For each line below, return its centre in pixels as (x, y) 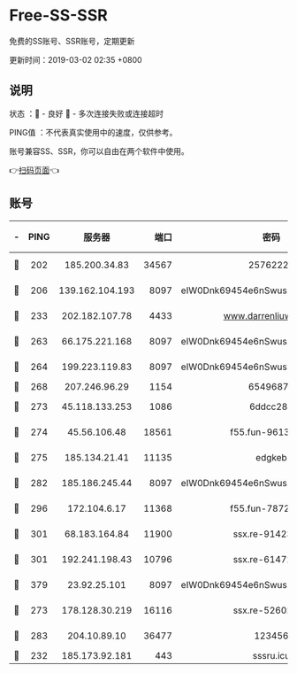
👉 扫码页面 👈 (34, 170)
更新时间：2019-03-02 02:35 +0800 (76, 59)
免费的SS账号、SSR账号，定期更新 (72, 41)
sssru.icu (271, 655)
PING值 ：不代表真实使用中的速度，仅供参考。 (93, 132)
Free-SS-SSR (58, 15)
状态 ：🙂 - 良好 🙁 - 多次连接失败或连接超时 (86, 113)
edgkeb (271, 457)
